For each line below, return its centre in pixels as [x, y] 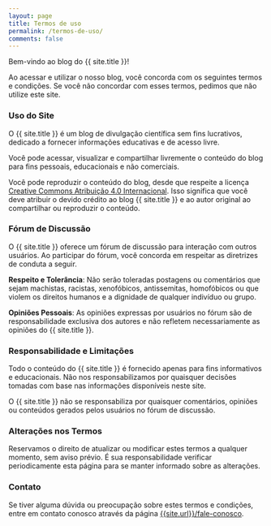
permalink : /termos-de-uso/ [56, 31]
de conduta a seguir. [43, 264]
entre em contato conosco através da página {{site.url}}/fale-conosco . [126, 513]
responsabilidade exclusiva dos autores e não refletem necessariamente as [134, 321]
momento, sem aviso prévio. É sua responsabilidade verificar [110, 457]
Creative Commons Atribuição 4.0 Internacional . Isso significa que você [128, 191]
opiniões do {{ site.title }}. [52, 330]
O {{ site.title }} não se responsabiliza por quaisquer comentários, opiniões [133, 402]
